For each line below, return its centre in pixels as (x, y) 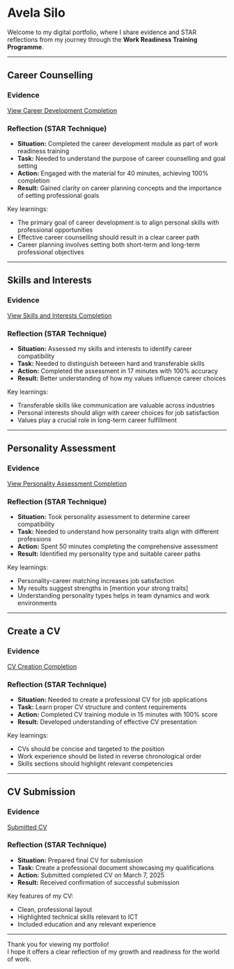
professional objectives (51, 251)
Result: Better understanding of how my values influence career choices (122, 378)
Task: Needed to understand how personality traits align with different (118, 532)
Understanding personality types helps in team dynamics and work (114, 595)
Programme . (25, 47)
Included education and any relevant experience (87, 924)
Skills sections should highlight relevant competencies (95, 763)
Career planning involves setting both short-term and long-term (109, 245)
